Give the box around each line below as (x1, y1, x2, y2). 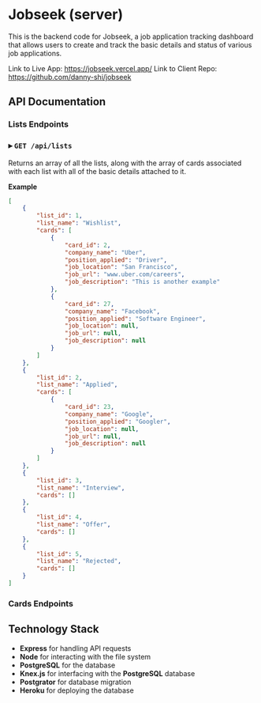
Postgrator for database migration (19, 677, 132, 686)
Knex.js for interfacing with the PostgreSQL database (19, 668, 196, 678)
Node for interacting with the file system (19, 652, 151, 661)
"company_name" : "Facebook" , (64, 307, 160, 316)
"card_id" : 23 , (64, 403, 114, 411)
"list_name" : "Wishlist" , (36, 219, 122, 227)
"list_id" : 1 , (36, 212, 83, 220)
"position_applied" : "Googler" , (64, 418, 171, 425)
